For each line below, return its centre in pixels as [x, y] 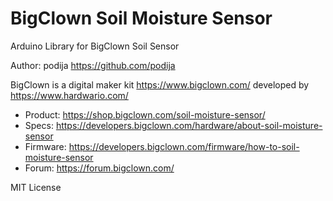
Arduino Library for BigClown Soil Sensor [95, 46]
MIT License [36, 187]
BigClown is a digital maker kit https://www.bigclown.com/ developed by [160, 84]
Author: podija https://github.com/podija [93, 65]
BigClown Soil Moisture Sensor [141, 18]
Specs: [39, 125]
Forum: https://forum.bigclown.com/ [99, 168]
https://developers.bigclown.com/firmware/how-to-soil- [184, 146]
